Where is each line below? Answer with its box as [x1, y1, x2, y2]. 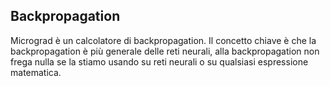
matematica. [10, 66, 62, 78]
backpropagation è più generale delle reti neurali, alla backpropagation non [10, 45, 320, 57]
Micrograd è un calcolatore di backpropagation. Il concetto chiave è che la [10, 34, 317, 46]
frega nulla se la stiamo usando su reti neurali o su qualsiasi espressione [10, 55, 309, 68]
